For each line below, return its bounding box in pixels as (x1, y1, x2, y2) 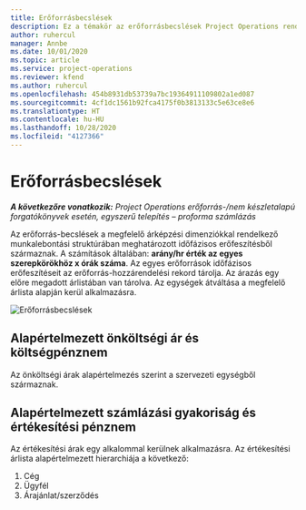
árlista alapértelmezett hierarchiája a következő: (10, 453, 189, 464)
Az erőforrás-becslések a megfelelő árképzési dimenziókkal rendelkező (10, 229, 279, 240)
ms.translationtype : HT (10, 107, 101, 116)
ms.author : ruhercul (10, 81, 89, 90)
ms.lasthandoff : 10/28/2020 (10, 124, 117, 133)
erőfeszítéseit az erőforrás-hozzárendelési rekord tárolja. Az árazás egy (10, 267, 280, 278)
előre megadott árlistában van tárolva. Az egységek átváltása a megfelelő (10, 277, 286, 288)
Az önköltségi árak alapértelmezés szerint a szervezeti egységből (10, 369, 256, 380)
